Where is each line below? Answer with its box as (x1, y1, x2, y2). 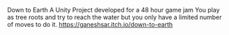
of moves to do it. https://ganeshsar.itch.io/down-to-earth (7, 21, 173, 28)
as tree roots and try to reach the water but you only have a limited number (7, 13, 222, 21)
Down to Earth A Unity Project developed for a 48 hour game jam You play (7, 6, 221, 14)
